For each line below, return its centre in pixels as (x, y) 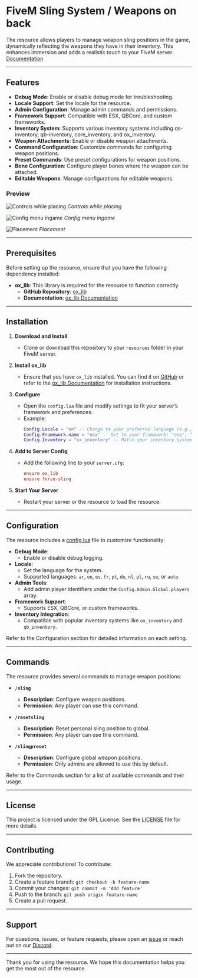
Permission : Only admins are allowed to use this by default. (96, 764)
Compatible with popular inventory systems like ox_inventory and (103, 620)
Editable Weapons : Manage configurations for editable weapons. (94, 178)
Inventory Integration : (42, 614)
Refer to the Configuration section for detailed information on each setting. (97, 638)
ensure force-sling (47, 479)
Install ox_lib (30, 365)
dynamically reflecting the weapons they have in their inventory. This (90, 46)
